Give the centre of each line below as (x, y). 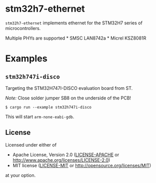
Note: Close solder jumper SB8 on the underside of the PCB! (68, 98)
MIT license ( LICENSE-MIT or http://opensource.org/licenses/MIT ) (82, 165)
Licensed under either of (31, 144)
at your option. (21, 175)
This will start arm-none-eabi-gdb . (40, 117)
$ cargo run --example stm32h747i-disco (49, 107)
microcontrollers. (23, 28)
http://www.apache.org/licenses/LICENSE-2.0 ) (61, 160)
